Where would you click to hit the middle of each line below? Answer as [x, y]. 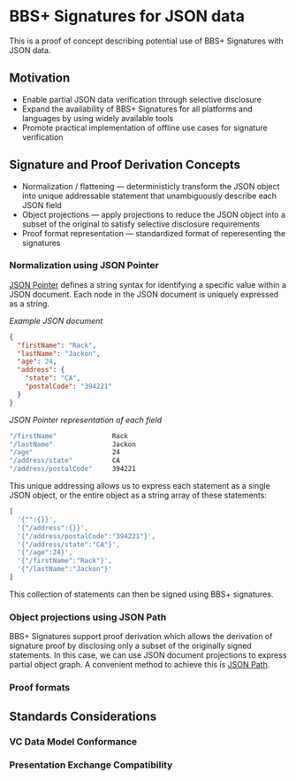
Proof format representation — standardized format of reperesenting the [154, 233]
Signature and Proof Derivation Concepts [125, 165]
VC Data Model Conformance [73, 741]
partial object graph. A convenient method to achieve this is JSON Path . [140, 665]
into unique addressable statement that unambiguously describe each [149, 196]
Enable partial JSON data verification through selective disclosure [142, 99]
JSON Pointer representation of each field [86, 420]
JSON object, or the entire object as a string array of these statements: [138, 495]
